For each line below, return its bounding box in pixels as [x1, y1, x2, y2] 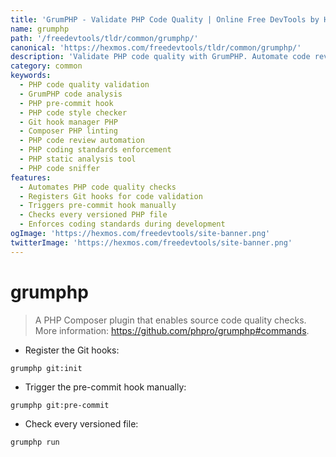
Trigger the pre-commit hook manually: [24, 381, 187, 393]
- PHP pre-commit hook [19, 98, 114, 108]
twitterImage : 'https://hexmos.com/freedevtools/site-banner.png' [10, 237, 293, 248]
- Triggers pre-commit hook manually [19, 201, 177, 211]
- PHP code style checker [19, 107, 128, 118]
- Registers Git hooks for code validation [19, 191, 203, 201]
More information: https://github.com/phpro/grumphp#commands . [34, 324, 310, 336]
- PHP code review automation [19, 136, 145, 146]
